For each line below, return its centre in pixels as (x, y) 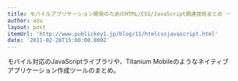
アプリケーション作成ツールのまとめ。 (63, 70)
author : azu (25, 21)
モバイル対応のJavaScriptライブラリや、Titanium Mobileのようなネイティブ (118, 62)
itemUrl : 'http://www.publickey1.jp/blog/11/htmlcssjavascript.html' (113, 34)
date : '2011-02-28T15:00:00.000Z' (59, 40)
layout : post (27, 27)
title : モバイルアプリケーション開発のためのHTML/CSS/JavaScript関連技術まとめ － (119, 14)
